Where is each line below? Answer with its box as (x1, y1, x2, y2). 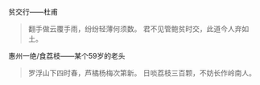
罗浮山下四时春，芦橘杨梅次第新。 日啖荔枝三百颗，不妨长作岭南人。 (27, 68, 256, 78)
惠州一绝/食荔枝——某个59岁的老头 (8, 51, 126, 60)
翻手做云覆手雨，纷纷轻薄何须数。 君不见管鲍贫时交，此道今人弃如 (27, 24, 250, 34)
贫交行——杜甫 (8, 7, 58, 16)
